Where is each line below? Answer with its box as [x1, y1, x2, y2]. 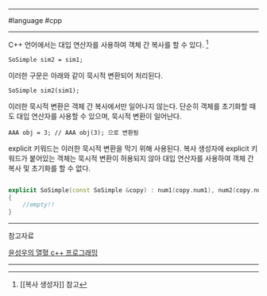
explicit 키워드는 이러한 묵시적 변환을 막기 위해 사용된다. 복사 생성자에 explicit [8, 144, 250, 153]
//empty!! [22, 201, 56, 209]
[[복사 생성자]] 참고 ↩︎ [19, 279, 87, 290]
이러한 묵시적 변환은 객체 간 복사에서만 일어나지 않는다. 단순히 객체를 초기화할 [8, 101, 248, 111]
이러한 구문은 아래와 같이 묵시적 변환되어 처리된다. [8, 71, 164, 80]
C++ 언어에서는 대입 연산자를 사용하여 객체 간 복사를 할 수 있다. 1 [8, 39, 209, 49]
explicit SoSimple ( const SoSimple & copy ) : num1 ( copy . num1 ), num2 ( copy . [8, 186, 254, 194]
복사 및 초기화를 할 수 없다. [8, 163, 91, 173]
